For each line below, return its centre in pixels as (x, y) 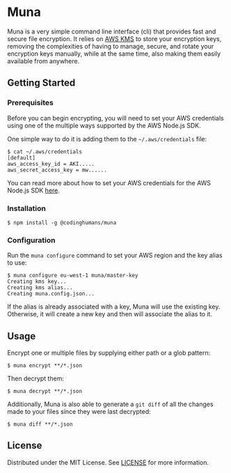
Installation (27, 208)
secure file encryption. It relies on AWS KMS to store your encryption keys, (114, 38)
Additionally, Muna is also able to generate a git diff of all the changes (110, 404)
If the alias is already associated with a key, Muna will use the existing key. (114, 307)
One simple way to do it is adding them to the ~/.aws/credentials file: (107, 139)
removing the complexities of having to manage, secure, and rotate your (111, 46)
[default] (22, 157)
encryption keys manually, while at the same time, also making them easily (114, 54)
